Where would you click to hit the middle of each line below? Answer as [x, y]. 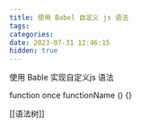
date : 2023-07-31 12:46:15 [60, 42]
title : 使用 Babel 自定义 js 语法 [69, 17]
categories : [31, 34]
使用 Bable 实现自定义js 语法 [62, 78]
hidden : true [34, 51]
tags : [19, 26]
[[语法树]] [27, 114]
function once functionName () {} [71, 96]
